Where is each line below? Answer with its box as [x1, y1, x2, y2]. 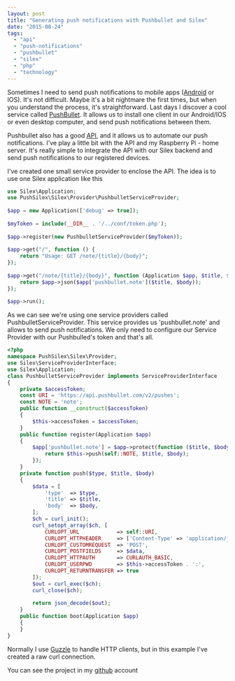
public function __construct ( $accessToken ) [20, 405, 149, 412]
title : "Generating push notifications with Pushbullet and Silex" [7, 17, 208, 24]
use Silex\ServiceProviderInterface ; [7, 360, 117, 367]
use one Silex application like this [7, 174, 103, 182]
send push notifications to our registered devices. [7, 153, 150, 161]
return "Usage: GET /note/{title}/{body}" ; [20, 253, 149, 260]
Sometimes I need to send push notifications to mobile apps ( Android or [7, 88, 215, 96]
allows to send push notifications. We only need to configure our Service [7, 325, 217, 334]
